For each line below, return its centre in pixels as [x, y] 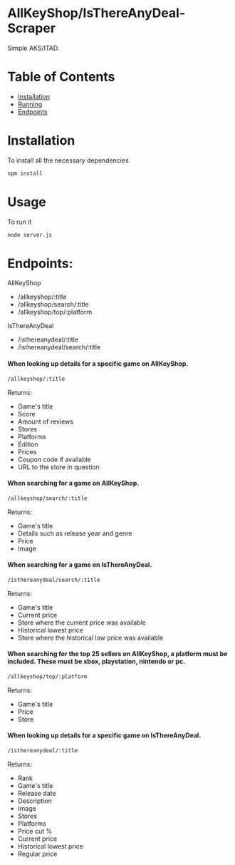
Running [30, 104]
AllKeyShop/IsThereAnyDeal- [96, 13]
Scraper [31, 28]
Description [35, 801]
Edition [28, 444]
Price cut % [35, 831]
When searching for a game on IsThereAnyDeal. [80, 565]
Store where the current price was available [82, 623]
